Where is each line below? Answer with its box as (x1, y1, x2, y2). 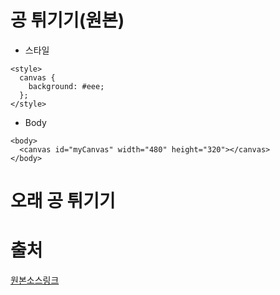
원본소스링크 (10, 274, 60, 286)
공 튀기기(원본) (10, 9, 125, 32)
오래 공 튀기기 (10, 190, 116, 213)
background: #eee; (28, 81, 105, 91)
